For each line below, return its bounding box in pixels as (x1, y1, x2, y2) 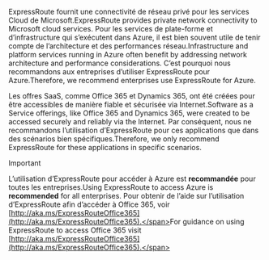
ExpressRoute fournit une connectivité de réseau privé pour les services (8, 7, 250, 16)
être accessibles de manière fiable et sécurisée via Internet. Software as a (8, 100, 254, 109)
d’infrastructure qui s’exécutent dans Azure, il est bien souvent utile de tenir (8, 32, 261, 42)
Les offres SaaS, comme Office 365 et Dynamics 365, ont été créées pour (8, 91, 255, 100)
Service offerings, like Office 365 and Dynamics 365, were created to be (8, 108, 250, 118)
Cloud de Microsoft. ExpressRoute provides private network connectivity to (8, 15, 258, 25)
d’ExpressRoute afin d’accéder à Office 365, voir (8, 199, 170, 209)
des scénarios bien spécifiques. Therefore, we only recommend (8, 134, 220, 144)
